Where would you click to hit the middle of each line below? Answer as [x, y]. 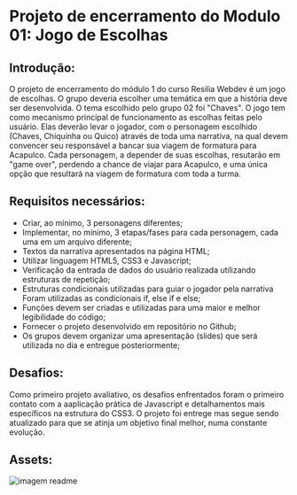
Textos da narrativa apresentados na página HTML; [116, 251]
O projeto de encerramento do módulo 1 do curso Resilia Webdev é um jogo [148, 89]
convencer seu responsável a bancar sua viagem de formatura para [133, 145]
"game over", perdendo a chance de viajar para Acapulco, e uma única [139, 164]
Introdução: [42, 68]
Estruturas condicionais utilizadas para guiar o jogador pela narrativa [148, 289]
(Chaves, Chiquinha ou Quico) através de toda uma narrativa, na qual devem [148, 136]
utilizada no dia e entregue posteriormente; [101, 345]
